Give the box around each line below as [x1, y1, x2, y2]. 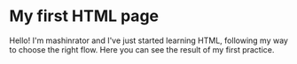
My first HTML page [9, 6, 160, 26]
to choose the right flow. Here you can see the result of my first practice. [9, 44, 275, 54]
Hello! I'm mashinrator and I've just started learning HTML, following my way [9, 35, 288, 46]
